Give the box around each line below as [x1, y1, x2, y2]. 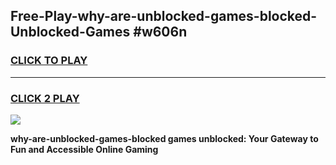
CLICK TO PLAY [10, 54, 88, 68]
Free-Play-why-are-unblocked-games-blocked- [10, 8, 318, 25]
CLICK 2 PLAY [10, 91, 80, 105]
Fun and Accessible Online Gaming [10, 143, 159, 155]
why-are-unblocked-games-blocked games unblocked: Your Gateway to [10, 132, 319, 144]
